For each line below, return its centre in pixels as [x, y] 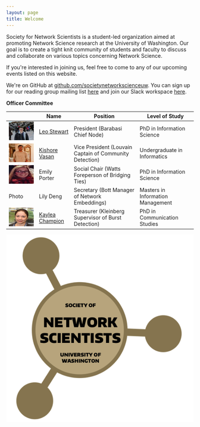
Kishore [49, 150]
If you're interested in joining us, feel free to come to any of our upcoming [97, 67]
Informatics [154, 156]
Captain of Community [101, 153]
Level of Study [165, 116]
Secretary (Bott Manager [104, 190]
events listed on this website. [42, 73]
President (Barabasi [98, 128]
